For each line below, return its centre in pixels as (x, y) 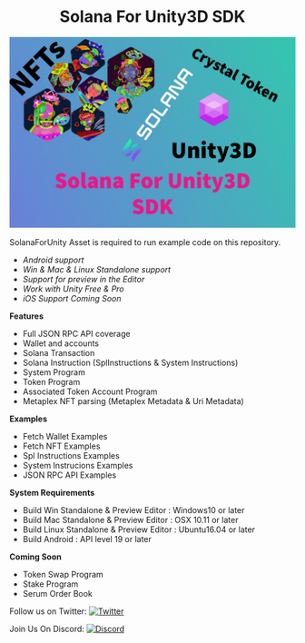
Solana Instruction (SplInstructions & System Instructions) (130, 362)
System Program (54, 372)
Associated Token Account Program (90, 391)
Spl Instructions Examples (71, 455)
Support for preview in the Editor (84, 279)
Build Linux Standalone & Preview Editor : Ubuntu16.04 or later (139, 529)
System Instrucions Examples (78, 465)
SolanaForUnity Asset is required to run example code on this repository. (145, 242)
